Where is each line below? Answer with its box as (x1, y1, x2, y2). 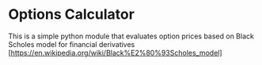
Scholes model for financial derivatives (8, 39, 135, 49)
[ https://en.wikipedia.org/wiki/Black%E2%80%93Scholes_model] (8, 48, 223, 57)
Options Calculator (8, 5, 135, 23)
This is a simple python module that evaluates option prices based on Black (8, 31, 255, 41)
